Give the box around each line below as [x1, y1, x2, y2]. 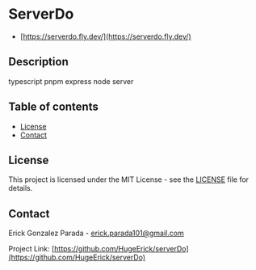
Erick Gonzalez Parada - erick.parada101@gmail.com [8, 228, 184, 238]
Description [8, 55, 69, 69]
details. [8, 184, 33, 193]
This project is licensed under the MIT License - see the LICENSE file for [8, 175, 249, 184]
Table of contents [8, 100, 99, 114]
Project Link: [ [8, 244, 55, 254]
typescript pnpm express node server [8, 76, 134, 86]
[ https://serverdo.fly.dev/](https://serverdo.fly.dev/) [19, 32, 191, 41]
